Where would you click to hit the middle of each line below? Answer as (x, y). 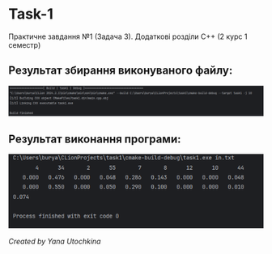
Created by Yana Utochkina (55, 241)
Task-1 (31, 14)
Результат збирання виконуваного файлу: (121, 71)
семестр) (25, 44)
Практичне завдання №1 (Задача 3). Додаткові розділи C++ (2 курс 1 (128, 36)
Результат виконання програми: (95, 139)
